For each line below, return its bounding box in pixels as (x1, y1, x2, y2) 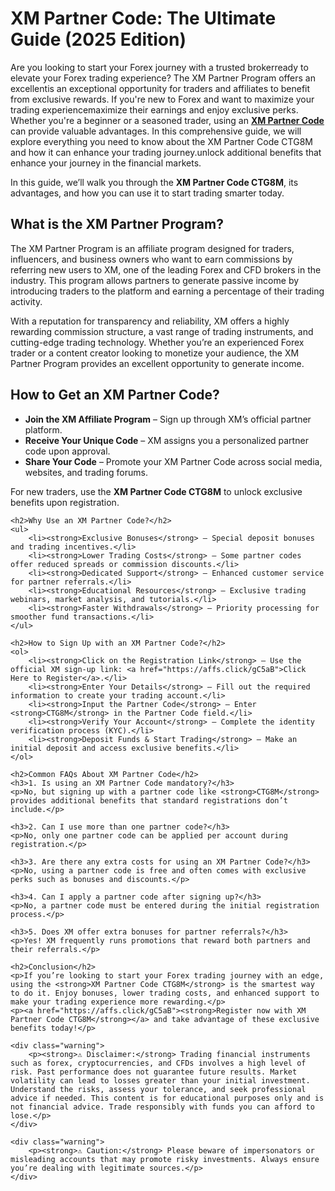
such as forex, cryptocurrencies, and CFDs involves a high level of (10, 1058, 307, 1068)
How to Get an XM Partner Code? (10, 387, 220, 404)
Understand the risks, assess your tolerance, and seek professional (10, 1084, 307, 1094)
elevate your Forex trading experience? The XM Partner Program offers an (10, 72, 316, 84)
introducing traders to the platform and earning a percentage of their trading (10, 285, 325, 297)
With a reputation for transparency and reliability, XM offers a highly (10, 315, 290, 327)
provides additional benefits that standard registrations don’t (10, 795, 288, 806)
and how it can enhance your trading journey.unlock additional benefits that (10, 146, 322, 158)
